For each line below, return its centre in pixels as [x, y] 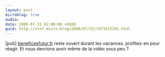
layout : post [19, 10]
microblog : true [22, 15]
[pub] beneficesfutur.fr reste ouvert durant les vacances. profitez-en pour [82, 43]
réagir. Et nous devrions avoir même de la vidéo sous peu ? [67, 49]
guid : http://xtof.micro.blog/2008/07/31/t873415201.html [68, 29]
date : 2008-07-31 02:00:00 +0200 [41, 24]
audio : [12, 19]
